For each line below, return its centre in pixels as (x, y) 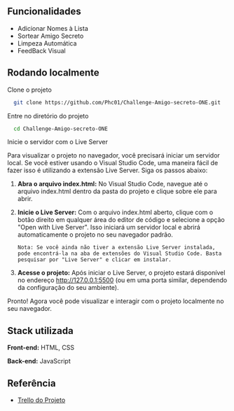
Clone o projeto (30, 90)
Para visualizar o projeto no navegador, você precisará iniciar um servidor (114, 155)
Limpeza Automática (47, 43)
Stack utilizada (40, 331)
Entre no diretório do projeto (48, 116)
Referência (32, 383)
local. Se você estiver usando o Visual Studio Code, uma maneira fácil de (113, 163)
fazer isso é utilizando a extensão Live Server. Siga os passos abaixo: (108, 170)
